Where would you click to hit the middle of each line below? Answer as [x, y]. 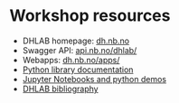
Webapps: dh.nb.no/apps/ [71, 60]
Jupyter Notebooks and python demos [94, 79]
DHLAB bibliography [60, 89]
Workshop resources [90, 16]
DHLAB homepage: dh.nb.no [75, 41]
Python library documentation [78, 70]
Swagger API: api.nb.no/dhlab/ [80, 50]
